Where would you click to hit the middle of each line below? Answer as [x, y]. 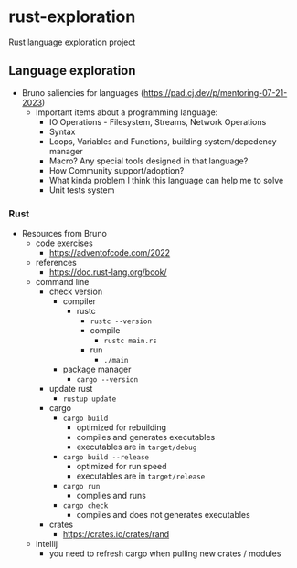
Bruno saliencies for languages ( [83, 92]
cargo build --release [106, 458]
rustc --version [121, 321]
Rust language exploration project [72, 42]
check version [75, 292]
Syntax [62, 131]
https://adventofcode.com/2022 [110, 253]
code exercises [64, 243]
